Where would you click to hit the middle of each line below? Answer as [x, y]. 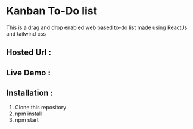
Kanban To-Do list [52, 11]
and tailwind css [26, 33]
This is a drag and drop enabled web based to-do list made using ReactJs [97, 27]
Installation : [30, 93]
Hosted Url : [29, 53]
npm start [27, 119]
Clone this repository [41, 107]
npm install [28, 114]
